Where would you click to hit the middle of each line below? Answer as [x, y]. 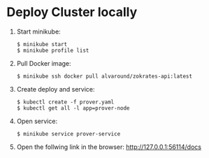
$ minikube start [42, 44]
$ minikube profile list [53, 50]
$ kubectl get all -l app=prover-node [73, 108]
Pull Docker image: [44, 63]
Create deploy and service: [56, 89]
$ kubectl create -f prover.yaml [65, 102]
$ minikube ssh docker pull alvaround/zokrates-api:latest [104, 76]
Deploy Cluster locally [72, 12]
